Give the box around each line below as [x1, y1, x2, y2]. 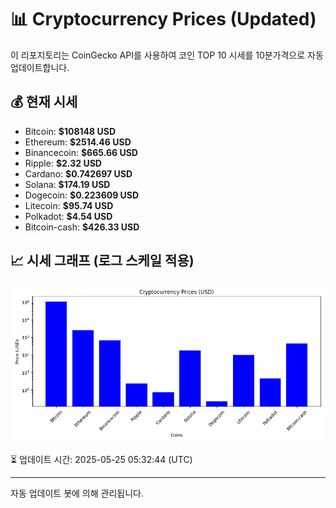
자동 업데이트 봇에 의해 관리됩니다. [10, 487, 144, 499]
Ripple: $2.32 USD [24, 157, 102, 169]
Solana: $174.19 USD [24, 178, 111, 190]
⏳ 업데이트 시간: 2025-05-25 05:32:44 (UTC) [10, 453, 193, 465]
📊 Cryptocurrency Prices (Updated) [10, 8, 317, 31]
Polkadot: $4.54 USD [24, 210, 113, 222]
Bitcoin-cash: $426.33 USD [24, 221, 140, 233]
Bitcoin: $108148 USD [24, 125, 117, 137]
